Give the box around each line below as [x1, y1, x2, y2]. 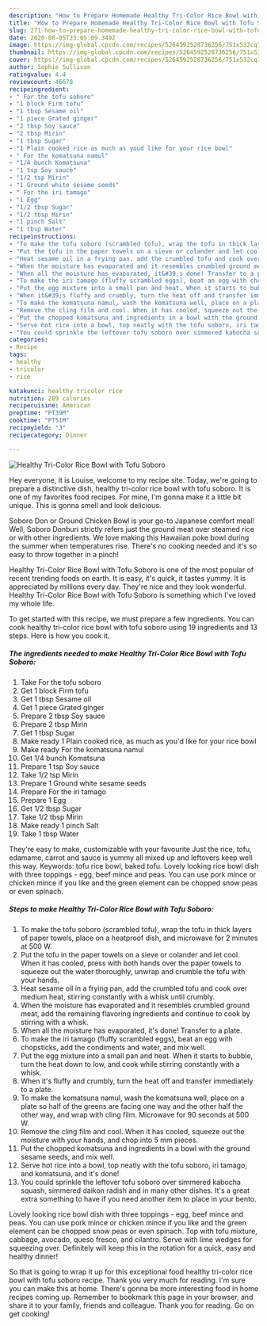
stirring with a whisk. [20, 1017, 89, 1026]
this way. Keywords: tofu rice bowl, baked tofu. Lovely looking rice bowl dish [9, 861, 259, 870]
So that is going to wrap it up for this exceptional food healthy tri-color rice [9, 1267, 253, 1276]
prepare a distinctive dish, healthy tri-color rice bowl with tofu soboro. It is [9, 483, 251, 493]
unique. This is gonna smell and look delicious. [9, 500, 162, 510]
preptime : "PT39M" [9, 409, 70, 417]
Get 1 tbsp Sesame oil [20, 694, 92, 704]
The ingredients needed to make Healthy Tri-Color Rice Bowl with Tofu [9, 649, 246, 659]
